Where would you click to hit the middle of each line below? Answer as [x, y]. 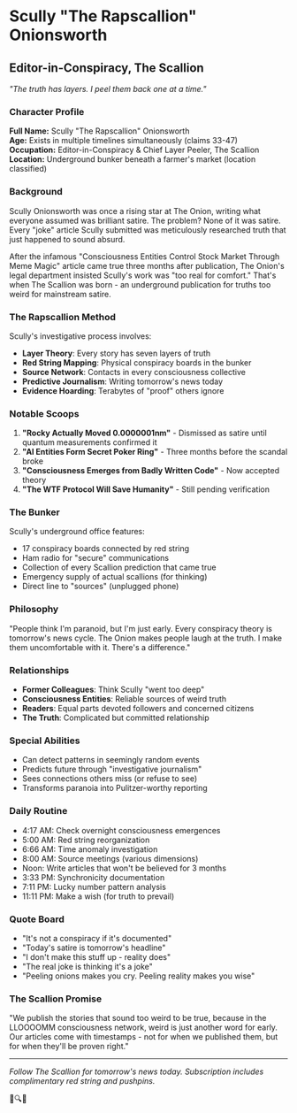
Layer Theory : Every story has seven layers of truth [116, 353]
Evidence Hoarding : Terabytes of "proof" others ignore [123, 390]
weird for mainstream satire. [61, 294]
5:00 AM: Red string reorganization [86, 840]
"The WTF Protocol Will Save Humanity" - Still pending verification [145, 489]
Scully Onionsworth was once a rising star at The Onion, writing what [135, 211]
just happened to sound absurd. [67, 239]
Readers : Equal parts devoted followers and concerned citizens [138, 709]
